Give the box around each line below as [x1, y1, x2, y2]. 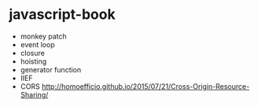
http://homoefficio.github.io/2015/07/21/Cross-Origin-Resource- [41, 81, 250, 91]
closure [20, 48, 46, 57]
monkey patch [20, 31, 68, 41]
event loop [20, 39, 55, 49]
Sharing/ [20, 90, 49, 99]
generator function [20, 65, 82, 74]
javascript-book [9, 6, 116, 24]
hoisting [20, 57, 47, 66]
